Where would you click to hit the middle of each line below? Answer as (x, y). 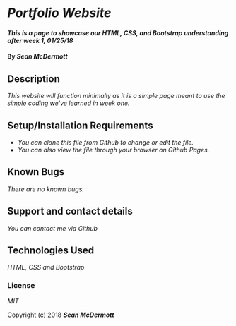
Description (34, 79)
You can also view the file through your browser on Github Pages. (113, 150)
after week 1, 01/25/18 (40, 40)
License (21, 286)
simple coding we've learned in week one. (69, 103)
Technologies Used (51, 251)
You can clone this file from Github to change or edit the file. (106, 142)
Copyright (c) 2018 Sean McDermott (61, 315)
